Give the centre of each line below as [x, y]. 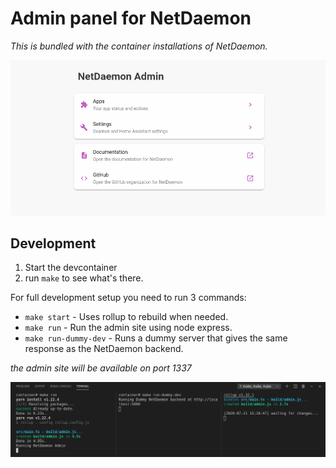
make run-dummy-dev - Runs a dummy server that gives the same [156, 338]
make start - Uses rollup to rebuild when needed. [126, 317]
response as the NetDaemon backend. [104, 349]
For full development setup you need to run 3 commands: [128, 298]
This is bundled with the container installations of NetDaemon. [139, 46]
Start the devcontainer [71, 268]
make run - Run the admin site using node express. [128, 328]
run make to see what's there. [84, 278]
